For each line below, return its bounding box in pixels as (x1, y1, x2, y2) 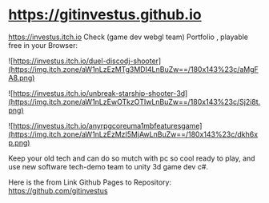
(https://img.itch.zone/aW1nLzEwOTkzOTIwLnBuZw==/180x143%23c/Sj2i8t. (8, 97, 261, 106)
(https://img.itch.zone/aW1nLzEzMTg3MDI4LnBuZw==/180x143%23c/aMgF (8, 64, 259, 74)
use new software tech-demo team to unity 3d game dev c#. (8, 161, 209, 171)
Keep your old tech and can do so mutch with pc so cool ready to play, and (8, 153, 255, 163)
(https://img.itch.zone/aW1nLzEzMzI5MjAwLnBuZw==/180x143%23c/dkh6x (8, 129, 259, 139)
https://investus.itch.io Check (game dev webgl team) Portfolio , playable (8, 32, 249, 42)
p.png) (8, 137, 30, 147)
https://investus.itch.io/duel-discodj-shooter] (13, 56, 162, 66)
